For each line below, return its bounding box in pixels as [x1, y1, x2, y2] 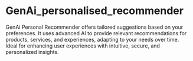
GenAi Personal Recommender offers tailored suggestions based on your [5, 23, 184, 30]
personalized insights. [5, 48, 60, 55]
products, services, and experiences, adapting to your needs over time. [5, 36, 179, 43]
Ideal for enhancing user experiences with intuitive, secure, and [5, 42, 161, 49]
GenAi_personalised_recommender [5, 4, 184, 18]
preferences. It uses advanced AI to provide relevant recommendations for [5, 29, 187, 36]
